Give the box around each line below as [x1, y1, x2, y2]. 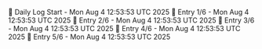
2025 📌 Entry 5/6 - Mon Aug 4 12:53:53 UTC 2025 [8, 32, 171, 41]
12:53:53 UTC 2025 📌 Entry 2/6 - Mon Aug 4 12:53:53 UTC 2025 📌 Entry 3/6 [8, 16, 255, 25]
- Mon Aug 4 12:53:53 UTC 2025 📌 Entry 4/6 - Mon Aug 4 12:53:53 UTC [8, 24, 241, 33]
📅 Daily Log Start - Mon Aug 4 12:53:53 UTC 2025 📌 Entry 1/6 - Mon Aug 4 [8, 8, 249, 16]
